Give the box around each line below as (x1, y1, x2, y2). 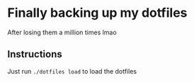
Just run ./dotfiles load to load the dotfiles (7, 67, 137, 75)
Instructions (7, 48, 62, 60)
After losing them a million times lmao (7, 28, 117, 36)
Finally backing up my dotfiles (7, 5, 188, 21)
